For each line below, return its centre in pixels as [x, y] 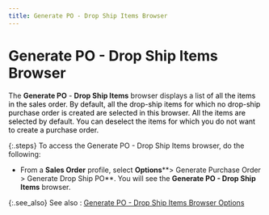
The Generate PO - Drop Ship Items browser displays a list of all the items [132, 95]
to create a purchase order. [54, 129]
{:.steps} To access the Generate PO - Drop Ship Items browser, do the [126, 145]
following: [25, 154]
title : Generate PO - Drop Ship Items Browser [88, 16]
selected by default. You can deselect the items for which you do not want [132, 121]
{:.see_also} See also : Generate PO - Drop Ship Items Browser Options [126, 202]
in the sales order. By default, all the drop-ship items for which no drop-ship [134, 104]
